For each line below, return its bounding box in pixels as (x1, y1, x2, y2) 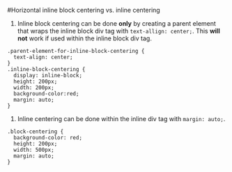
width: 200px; (13, 84, 54, 91)
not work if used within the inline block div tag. (17, 34, 152, 42)
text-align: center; (13, 54, 73, 61)
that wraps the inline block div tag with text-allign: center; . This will (17, 27, 221, 35)
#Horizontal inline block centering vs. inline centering (7, 6, 160, 14)
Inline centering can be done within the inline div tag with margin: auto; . (17, 115, 226, 123)
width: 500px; (13, 146, 54, 153)
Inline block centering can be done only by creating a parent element (17, 19, 216, 27)
